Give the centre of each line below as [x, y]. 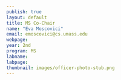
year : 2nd [19, 46]
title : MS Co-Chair [31, 23]
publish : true [24, 12]
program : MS [21, 51]
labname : [17, 57]
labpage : [17, 62]
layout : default [27, 17]
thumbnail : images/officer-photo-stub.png [60, 68]
